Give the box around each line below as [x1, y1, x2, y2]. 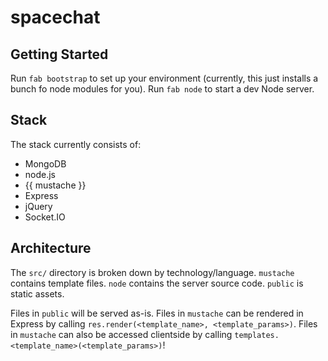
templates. [234, 330, 280, 340]
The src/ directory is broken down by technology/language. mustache [10, 266, 295, 278]
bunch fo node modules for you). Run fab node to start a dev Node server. [10, 83, 315, 95]
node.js [24, 168, 57, 180]
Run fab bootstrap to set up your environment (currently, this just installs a [10, 72, 319, 84]
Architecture [10, 240, 92, 257]
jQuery [24, 200, 53, 212]
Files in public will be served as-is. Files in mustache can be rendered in [10, 307, 304, 319]
